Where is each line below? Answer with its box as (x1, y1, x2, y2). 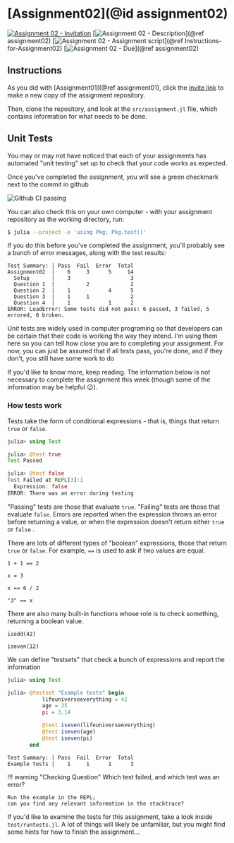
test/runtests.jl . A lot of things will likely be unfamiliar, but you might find (7, 820, 226, 828)
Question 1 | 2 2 (13, 281, 134, 288)
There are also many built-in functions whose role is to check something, (7, 609, 219, 618)
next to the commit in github (7, 179, 90, 189)
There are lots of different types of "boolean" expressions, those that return (7, 538, 227, 547)
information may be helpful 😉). (7, 383, 98, 391)
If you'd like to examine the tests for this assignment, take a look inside (7, 812, 213, 821)
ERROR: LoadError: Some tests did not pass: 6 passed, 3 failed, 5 (7, 306, 210, 313)
